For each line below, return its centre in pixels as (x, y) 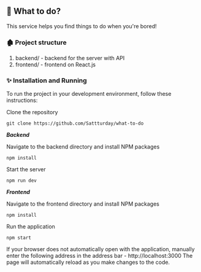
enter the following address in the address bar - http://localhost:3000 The (100, 256)
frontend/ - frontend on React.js (55, 64)
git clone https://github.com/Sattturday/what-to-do (75, 123)
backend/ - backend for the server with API (70, 58)
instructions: (22, 100)
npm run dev (21, 181)
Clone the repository (32, 112)
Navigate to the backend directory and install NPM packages (83, 147)
